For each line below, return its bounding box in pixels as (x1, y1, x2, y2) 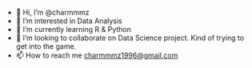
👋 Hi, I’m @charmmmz (15, 8, 90, 17)
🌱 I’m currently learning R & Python (15, 25, 132, 34)
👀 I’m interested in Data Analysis (15, 16, 122, 26)
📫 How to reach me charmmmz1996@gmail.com (15, 50, 178, 60)
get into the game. (15, 42, 77, 51)
